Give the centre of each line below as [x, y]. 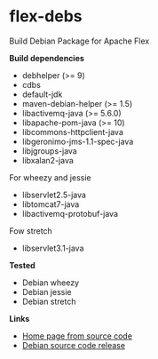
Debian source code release [74, 345]
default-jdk [42, 94]
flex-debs [46, 16]
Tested [22, 265]
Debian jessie [47, 291]
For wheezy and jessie [50, 177]
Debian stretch [49, 301]
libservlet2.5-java [54, 195]
